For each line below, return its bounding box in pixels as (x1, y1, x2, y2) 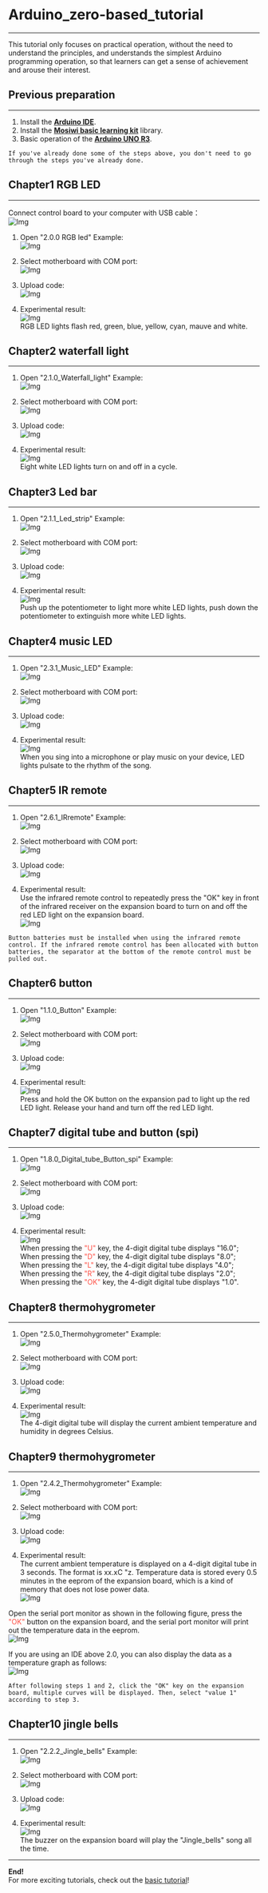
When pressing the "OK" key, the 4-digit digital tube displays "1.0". (19, 1277, 239, 1287)
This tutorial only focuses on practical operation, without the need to (8, 39, 234, 49)
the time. (19, 1843, 49, 1853)
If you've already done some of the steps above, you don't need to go (8, 149, 251, 157)
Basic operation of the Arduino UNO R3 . (19, 134, 152, 143)
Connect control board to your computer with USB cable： (8, 208, 201, 217)
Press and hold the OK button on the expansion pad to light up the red (19, 1094, 250, 1104)
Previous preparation (8, 88, 116, 102)
